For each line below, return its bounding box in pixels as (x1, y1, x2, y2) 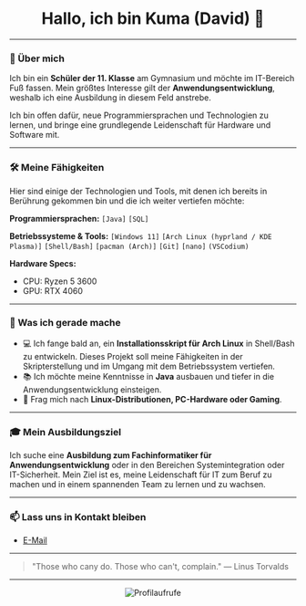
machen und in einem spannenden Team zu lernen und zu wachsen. (9, 479, 266, 490)
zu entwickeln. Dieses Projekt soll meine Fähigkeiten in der (22, 350, 243, 361)
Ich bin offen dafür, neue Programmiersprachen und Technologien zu (9, 110, 269, 121)
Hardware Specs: (9, 257, 76, 268)
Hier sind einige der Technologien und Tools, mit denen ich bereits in (9, 185, 268, 196)
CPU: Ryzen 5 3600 (22, 276, 97, 287)
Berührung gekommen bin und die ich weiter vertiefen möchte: (9, 195, 245, 206)
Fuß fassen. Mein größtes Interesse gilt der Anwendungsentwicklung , (9, 82, 275, 94)
